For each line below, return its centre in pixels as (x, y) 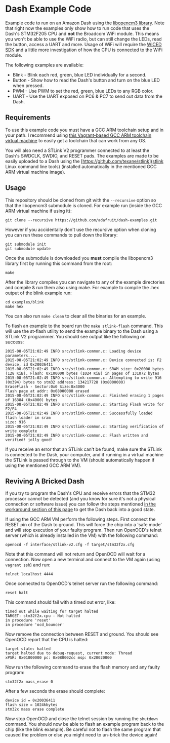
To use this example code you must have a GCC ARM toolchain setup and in (84, 130)
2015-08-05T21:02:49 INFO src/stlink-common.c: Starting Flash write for (85, 404)
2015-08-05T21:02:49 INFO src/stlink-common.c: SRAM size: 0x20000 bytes (85, 369)
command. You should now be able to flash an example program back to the (85, 724)
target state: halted (28, 649)
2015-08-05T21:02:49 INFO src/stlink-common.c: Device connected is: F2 (83, 360)
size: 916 (16, 422)
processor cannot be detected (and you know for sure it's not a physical (80, 499)
